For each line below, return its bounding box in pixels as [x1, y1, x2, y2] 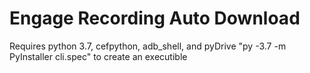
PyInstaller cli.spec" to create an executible [9, 50, 188, 62]
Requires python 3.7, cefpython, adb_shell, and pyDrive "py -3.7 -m [9, 40, 287, 52]
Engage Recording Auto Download [9, 7, 301, 30]
